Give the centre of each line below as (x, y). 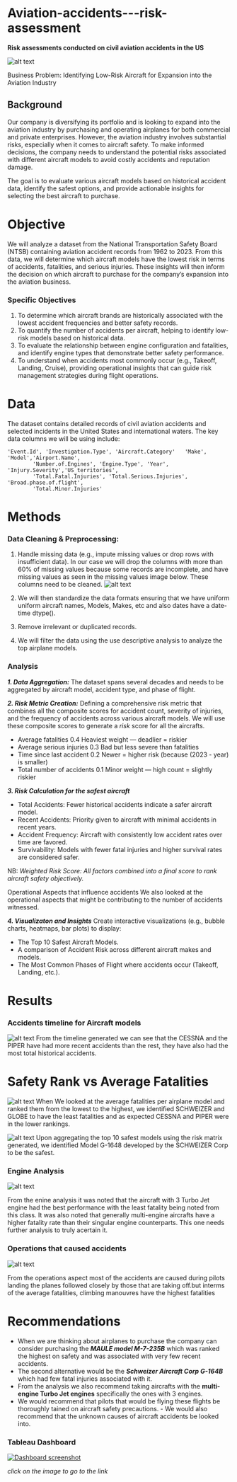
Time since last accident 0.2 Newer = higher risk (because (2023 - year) (123, 754)
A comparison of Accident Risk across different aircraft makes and (114, 949)
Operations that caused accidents (67, 1248)
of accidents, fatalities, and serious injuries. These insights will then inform (116, 266)
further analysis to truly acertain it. (58, 1230)
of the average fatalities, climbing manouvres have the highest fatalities (111, 1292)
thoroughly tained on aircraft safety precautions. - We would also (112, 1408)
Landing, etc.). (39, 972)
